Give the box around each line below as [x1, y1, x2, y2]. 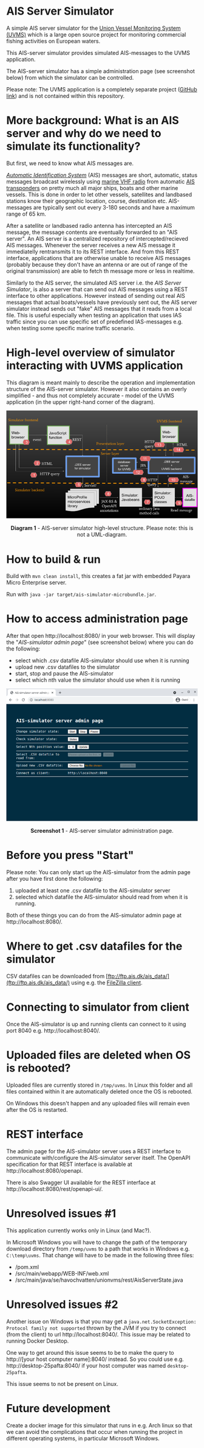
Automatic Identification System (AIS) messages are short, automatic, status [6, 171, 198, 178]
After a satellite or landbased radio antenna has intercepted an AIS [6, 222, 172, 229]
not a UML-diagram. [76, 531, 127, 539]
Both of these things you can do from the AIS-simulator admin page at [6, 912, 182, 919]
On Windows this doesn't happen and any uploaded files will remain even [6, 1100, 190, 1107]
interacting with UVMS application [6, 359, 183, 373]
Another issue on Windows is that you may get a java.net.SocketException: [6, 1318, 197, 1325]
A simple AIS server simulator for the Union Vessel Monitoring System [6, 24, 181, 32]
